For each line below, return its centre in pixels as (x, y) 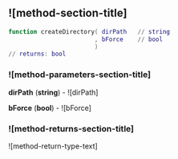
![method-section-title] (68, 13)
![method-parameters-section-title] (79, 75)
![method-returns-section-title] (71, 128)
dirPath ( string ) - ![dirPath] (53, 92)
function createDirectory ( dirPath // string (89, 31)
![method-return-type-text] (53, 146)
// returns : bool (37, 54)
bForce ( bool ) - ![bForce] (50, 108)
